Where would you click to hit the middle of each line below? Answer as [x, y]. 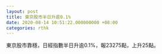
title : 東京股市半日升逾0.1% [39, 17]
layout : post [22, 11]
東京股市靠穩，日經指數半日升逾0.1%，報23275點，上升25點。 [82, 45]
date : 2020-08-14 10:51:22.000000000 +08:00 [62, 22]
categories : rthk [28, 28]
